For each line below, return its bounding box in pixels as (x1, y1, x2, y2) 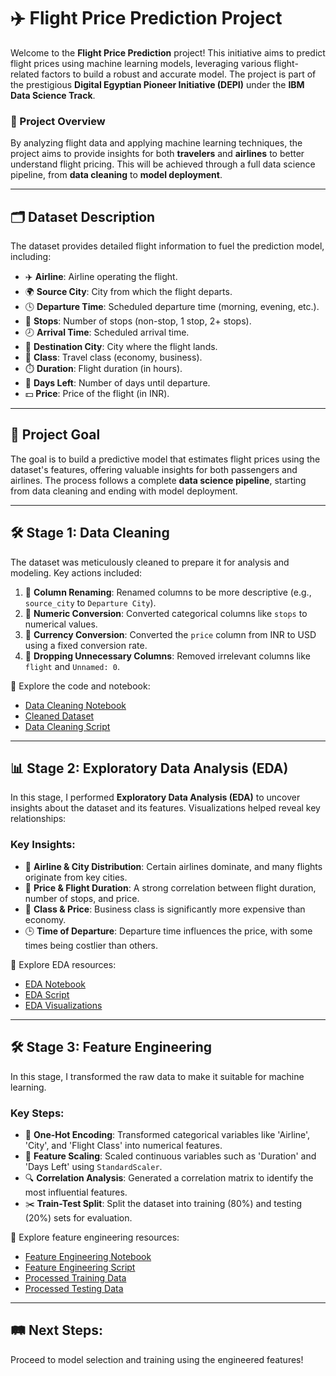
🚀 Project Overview (10, 114, 106, 128)
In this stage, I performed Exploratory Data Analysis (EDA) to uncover (10, 791, 301, 804)
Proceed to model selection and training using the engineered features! (10, 1353, 304, 1365)
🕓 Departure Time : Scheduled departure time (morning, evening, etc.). (24, 301, 320, 313)
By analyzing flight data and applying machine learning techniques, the (10, 137, 303, 149)
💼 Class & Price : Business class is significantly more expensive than (24, 903, 306, 915)
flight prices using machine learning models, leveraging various (10, 57, 272, 69)
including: (10, 251, 52, 263)
